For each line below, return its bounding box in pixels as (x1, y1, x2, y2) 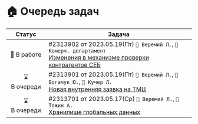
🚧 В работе (10, 50, 42, 58)
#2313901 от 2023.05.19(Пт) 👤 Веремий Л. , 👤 (48, 70, 179, 79)
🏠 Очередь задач (6, 5, 99, 18)
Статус (15, 30, 37, 38)
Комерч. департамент (48, 47, 106, 54)
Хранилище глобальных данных (48, 107, 140, 116)
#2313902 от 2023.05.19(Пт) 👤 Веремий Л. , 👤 (48, 40, 179, 48)
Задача (108, 30, 130, 38)
